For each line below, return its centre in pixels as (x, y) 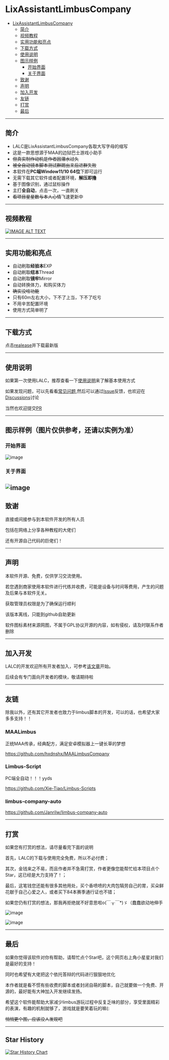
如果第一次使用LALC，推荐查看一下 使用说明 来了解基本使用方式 (70, 380)
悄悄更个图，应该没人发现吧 (34, 1019)
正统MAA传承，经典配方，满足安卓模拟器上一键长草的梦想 (65, 743)
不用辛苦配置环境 (30, 304)
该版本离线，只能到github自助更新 (40, 614)
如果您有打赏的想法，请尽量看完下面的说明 (49, 847)
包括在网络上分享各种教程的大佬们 (40, 530)
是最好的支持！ (21, 963)
